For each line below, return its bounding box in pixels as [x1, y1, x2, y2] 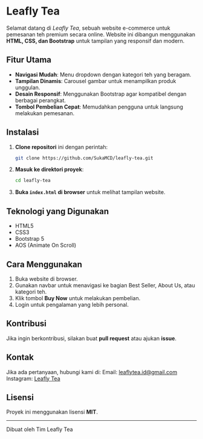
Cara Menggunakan [6, 259, 83, 269]
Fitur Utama [6, 55, 52, 65]
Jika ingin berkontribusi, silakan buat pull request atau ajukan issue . [6, 335, 177, 342]
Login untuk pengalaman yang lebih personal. [14, 301, 129, 308]
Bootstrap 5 [14, 235, 45, 243]
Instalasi [6, 127, 39, 138]
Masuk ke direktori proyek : [14, 166, 84, 173]
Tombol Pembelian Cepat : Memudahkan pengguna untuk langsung [14, 103, 183, 110]
